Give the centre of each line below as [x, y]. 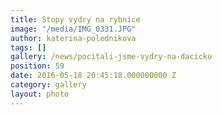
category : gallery [48, 85]
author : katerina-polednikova [73, 38]
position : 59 [37, 66]
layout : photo [40, 94]
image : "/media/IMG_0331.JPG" [73, 29]
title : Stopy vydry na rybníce [75, 19]
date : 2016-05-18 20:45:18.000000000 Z [93, 76]
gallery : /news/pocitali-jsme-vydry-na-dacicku [111, 57]
